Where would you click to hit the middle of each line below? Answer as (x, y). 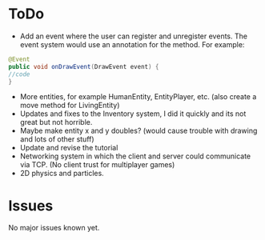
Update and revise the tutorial (69, 148)
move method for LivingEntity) (70, 106)
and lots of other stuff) (57, 139)
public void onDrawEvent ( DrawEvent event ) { (84, 66)
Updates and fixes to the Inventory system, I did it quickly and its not (133, 114)
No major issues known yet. (54, 228)
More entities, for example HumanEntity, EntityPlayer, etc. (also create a (138, 97)
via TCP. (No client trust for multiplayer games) (97, 165)
